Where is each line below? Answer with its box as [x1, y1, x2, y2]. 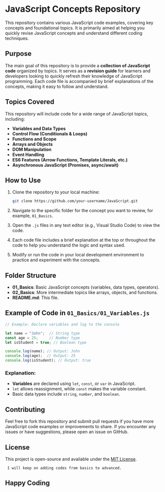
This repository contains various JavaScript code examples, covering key [5, 20, 154, 26]
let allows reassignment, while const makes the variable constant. [12, 386, 147, 392]
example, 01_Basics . [12, 213, 53, 219]
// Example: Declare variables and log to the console [5, 322, 120, 327]
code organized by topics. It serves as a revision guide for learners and [5, 68, 151, 74]
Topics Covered [5, 98, 55, 106]
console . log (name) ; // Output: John [5, 349, 80, 354]
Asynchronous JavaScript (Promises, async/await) [12, 162, 119, 168]
